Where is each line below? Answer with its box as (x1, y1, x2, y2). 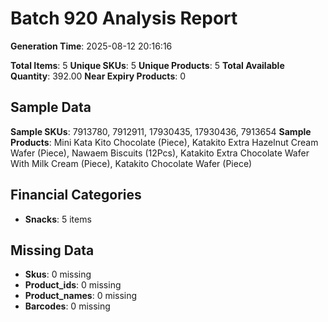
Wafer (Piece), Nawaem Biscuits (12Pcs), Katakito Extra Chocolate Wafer (10, 147, 310, 159)
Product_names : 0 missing (24, 290, 138, 302)
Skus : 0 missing (24, 268, 92, 281)
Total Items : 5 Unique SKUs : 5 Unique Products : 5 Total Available (10, 59, 285, 71)
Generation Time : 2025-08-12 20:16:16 (10, 40, 173, 52)
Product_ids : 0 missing (24, 279, 122, 291)
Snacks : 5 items (24, 213, 92, 225)
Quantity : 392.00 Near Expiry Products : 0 (10, 70, 187, 82)
